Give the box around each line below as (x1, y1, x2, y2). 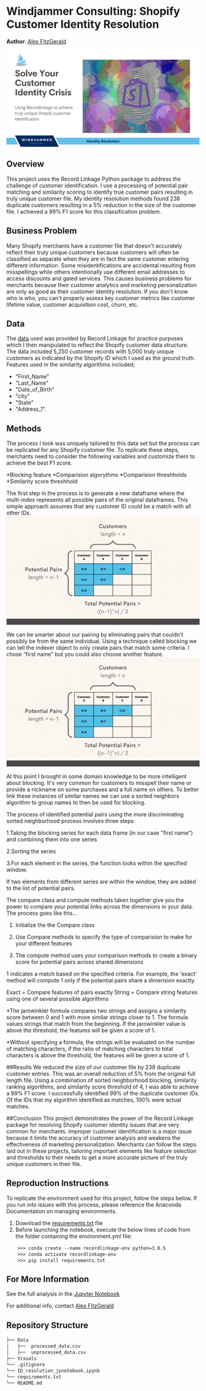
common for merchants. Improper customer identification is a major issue (6, 1127, 192, 1135)
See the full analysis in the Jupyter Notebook (6, 1290, 120, 1298)
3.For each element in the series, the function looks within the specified (6, 859, 187, 867)
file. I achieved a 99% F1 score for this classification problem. (6, 208, 162, 215)
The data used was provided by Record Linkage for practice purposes (6, 335, 183, 342)
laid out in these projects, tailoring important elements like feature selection (6, 1147, 197, 1154)
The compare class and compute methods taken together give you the (6, 896, 184, 904)
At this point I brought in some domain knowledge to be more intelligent (6, 773, 187, 780)
